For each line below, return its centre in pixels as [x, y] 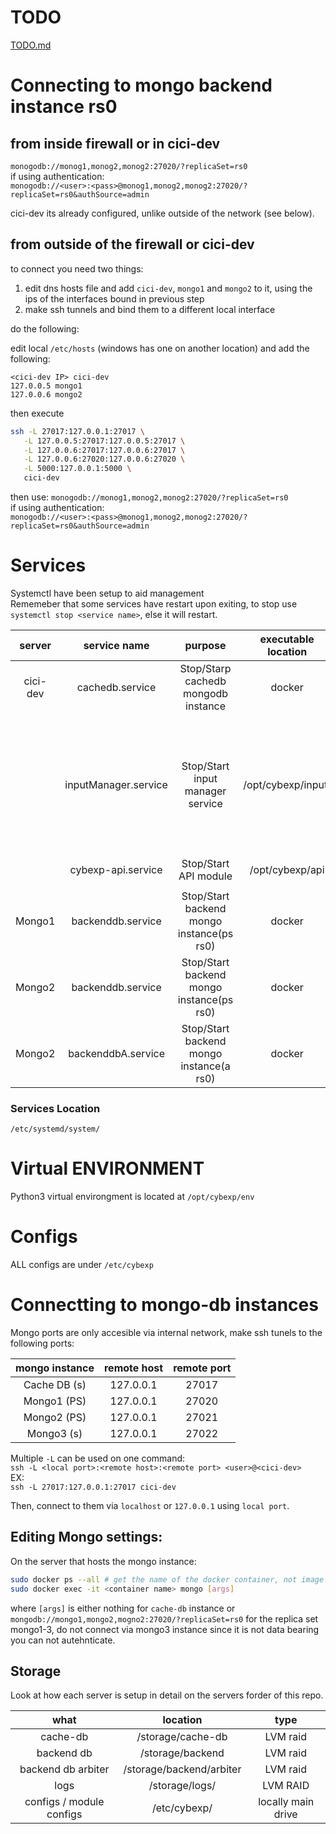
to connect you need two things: [77, 268]
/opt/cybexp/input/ [287, 784]
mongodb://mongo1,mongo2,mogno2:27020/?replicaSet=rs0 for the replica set [164, 1618]
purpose [205, 645]
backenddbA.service [116, 1053]
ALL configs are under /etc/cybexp [82, 1265]
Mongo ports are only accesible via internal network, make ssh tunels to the [166, 1333]
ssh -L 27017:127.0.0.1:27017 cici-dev [93, 1487]
